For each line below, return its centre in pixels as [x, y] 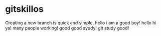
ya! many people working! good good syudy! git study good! [67, 28]
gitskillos [24, 9]
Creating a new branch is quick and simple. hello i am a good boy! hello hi [81, 23]
